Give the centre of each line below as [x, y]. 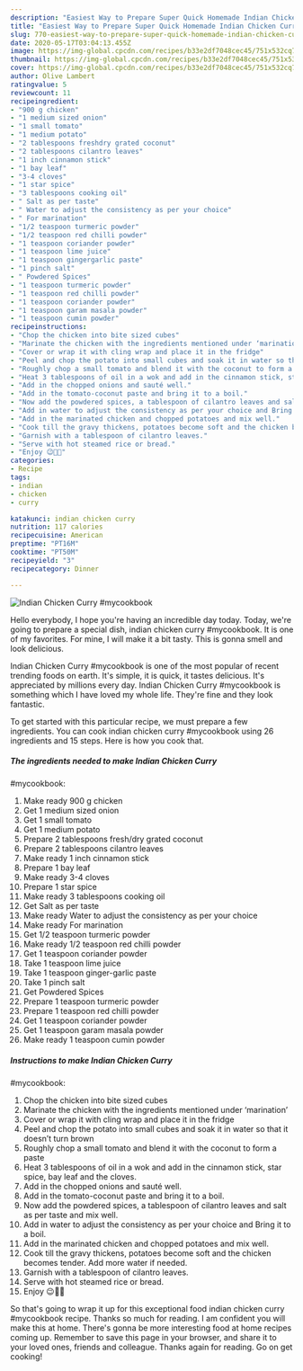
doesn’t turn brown [58, 1139]
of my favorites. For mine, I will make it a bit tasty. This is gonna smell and [147, 638]
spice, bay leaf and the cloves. [80, 1177]
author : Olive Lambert [53, 76]
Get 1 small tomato [58, 820]
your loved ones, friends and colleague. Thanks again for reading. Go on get [151, 1347]
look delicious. [37, 648]
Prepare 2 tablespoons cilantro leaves [94, 849]
